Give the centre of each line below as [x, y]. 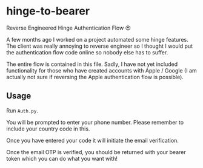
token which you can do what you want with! [62, 158]
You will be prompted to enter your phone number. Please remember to [95, 122]
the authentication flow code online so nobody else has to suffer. [87, 52]
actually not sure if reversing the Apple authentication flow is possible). [95, 77]
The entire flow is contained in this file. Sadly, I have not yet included [92, 64]
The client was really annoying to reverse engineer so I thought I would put [99, 46]
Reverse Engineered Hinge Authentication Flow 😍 [69, 28]
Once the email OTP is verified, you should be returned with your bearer [96, 152]
